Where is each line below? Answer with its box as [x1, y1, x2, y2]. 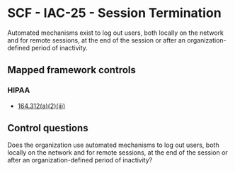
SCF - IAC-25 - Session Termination [7, 5, 222, 21]
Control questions [7, 122, 88, 134]
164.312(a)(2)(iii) [17, 101, 66, 110]
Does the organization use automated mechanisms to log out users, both [7, 140, 219, 150]
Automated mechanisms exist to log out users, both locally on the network [7, 28, 224, 37]
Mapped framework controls [7, 64, 137, 76]
